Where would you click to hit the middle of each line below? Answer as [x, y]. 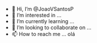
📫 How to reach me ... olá [43, 34]
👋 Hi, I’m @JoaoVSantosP [43, 9]
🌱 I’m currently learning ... [43, 21]
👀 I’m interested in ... [36, 15]
